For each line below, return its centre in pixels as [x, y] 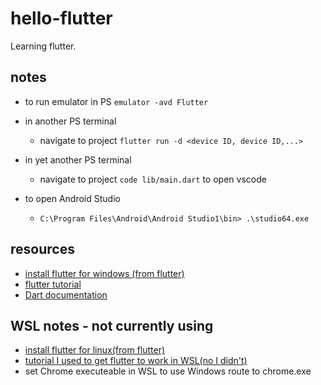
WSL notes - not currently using [112, 325]
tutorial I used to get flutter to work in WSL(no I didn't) [136, 361]
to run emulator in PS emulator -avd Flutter [116, 101]
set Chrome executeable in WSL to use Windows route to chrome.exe [168, 371]
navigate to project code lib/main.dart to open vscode [153, 179]
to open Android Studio [72, 198]
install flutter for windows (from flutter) [104, 273]
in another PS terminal [70, 121]
